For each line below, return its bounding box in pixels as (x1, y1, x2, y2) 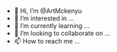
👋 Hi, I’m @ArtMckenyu (13, 7, 82, 15)
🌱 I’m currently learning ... (13, 22, 90, 30)
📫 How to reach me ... (13, 37, 80, 45)
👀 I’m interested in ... (13, 14, 74, 22)
